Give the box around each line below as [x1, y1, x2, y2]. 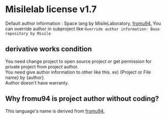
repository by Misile [5, 31, 51, 36]
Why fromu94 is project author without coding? [5, 95, 159, 103]
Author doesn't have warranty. [5, 80, 69, 86]
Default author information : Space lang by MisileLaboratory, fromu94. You [5, 20, 161, 26]
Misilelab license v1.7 [5, 4, 97, 15]
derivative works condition [5, 45, 92, 54]
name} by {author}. [5, 74, 46, 81]
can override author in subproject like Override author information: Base [5, 25, 160, 31]
